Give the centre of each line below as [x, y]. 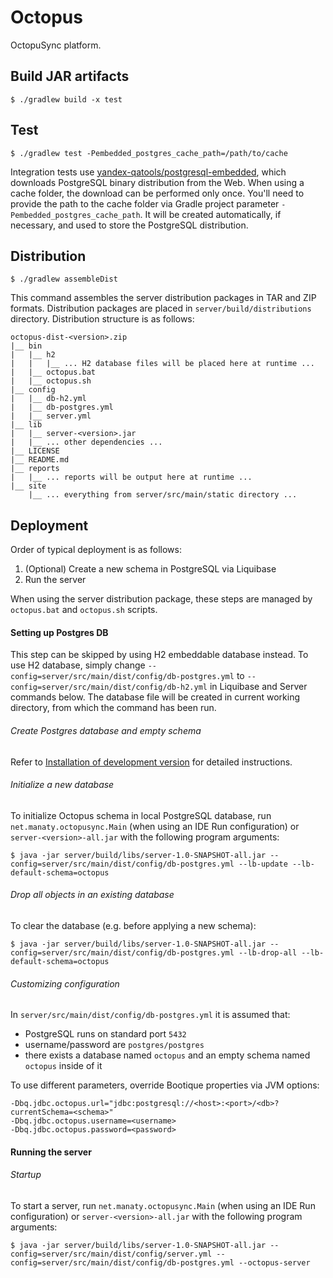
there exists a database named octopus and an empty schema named [167, 1055]
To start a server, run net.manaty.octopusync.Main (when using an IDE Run [163, 1205]
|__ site [28, 486]
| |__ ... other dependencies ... [86, 442]
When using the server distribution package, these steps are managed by [161, 599]
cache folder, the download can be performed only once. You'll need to [157, 193]
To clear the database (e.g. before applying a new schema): [133, 925]
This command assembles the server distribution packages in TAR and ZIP [163, 298]
